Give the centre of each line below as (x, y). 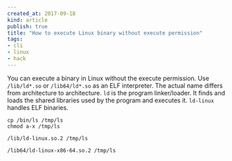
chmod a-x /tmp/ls (34, 126)
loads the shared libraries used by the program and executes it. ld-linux (111, 100)
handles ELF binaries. (38, 107)
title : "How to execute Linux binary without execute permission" (105, 33)
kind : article (28, 20)
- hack (17, 59)
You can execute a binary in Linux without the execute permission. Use (108, 78)
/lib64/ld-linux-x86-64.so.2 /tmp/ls (62, 150)
